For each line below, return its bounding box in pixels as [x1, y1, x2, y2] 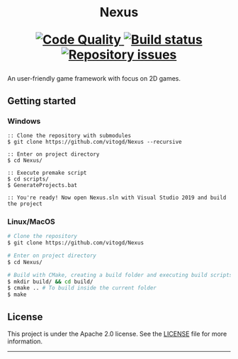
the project [7, 200, 42, 207]
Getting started [7, 95, 76, 107]
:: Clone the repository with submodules [7, 132, 132, 139]
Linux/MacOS [7, 217, 55, 227]
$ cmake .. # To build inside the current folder [7, 285, 157, 292]
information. [7, 337, 43, 346]
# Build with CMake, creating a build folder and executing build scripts [7, 271, 233, 278]
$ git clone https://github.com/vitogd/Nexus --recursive [7, 138, 182, 145]
